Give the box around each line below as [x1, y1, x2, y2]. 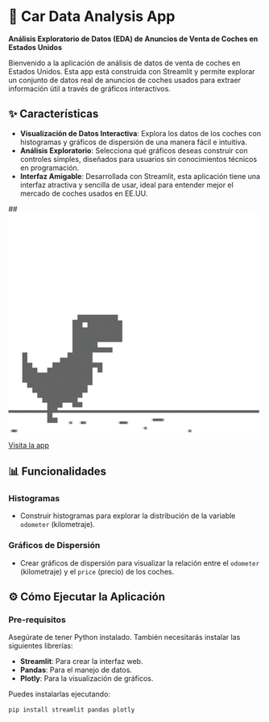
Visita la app [8, 440, 50, 450]
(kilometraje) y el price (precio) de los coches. [19, 566, 175, 576]
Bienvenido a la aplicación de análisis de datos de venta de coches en [8, 58, 241, 68]
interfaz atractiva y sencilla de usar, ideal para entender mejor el [19, 180, 234, 189]
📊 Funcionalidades [8, 465, 107, 479]
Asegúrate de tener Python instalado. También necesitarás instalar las [8, 633, 241, 642]
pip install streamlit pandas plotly [8, 706, 135, 714]
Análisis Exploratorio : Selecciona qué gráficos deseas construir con [19, 145, 248, 156]
